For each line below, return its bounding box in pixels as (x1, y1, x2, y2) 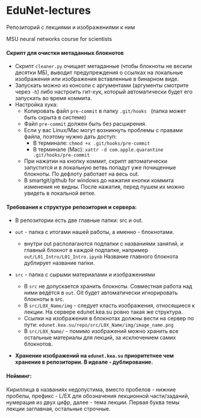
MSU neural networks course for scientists (6, 35, 113, 42)
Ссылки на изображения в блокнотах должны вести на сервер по (23, 315, 194, 322)
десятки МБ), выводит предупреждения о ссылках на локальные (14, 69, 184, 76)
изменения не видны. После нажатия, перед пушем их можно (23, 183, 185, 191)
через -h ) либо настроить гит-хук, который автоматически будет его (14, 88, 193, 95)
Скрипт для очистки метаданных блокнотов (6, 49, 125, 56)
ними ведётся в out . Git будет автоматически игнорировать (23, 289, 178, 296)
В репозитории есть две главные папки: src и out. (14, 217, 143, 224)
